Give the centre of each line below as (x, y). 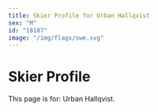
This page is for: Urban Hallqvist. (62, 99)
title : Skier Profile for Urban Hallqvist (79, 15)
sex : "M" (23, 23)
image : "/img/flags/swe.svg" (56, 38)
